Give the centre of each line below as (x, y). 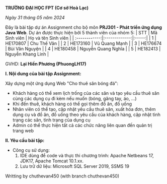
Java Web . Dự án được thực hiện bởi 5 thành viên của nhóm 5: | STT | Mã (81, 33)
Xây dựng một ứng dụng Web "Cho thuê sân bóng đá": (62, 83)
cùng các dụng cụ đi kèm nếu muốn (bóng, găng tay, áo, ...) (74, 99)
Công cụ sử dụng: (31, 150)
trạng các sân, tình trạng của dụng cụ (51, 120)
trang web (23, 131)
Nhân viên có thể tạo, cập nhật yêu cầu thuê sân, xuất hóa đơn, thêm (84, 109)
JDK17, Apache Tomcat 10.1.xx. (52, 161)
